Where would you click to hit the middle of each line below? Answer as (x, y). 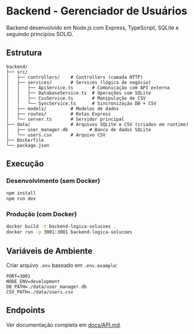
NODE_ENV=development (33, 282)
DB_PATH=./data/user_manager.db (46, 287)
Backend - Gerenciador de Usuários (97, 11)
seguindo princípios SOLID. (40, 34)
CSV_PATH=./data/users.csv (40, 292)
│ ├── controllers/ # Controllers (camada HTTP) (75, 77)
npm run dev (21, 199)
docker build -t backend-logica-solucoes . (61, 227)
